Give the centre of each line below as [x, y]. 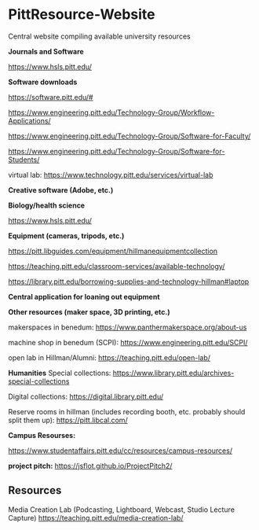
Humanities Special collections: [60, 373]
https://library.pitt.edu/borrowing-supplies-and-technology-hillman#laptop [129, 282]
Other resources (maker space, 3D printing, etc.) [89, 311]
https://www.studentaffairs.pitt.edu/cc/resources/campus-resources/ [120, 451]
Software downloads [43, 82]
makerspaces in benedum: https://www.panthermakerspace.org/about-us [128, 327]
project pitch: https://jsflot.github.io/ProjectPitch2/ [90, 466]
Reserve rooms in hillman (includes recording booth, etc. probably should [127, 411]
